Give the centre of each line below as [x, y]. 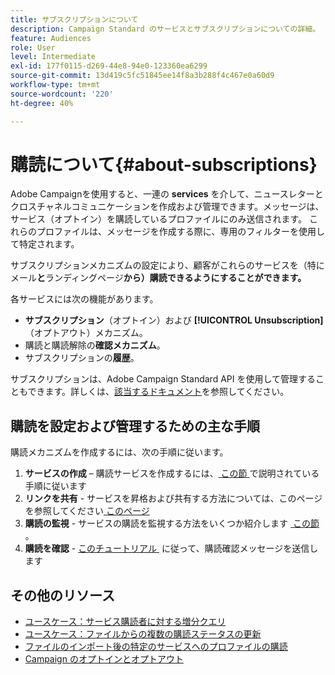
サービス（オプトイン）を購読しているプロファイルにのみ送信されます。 [159, 219]
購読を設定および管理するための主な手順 [135, 426]
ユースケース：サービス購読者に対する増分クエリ [125, 622]
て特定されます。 [45, 244]
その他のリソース [62, 595]
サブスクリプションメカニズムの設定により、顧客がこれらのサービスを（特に [167, 265]
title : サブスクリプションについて [74, 19]
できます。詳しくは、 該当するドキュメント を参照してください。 [158, 392]
